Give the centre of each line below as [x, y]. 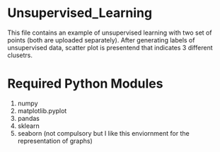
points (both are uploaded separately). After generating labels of [101, 40]
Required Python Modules [85, 84]
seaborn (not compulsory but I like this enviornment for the [103, 133]
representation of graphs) [55, 141]
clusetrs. [20, 55]
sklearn [29, 126]
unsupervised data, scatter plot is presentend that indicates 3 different [110, 47]
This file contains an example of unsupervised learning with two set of [110, 33]
